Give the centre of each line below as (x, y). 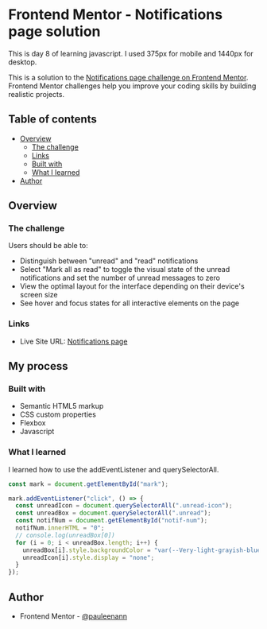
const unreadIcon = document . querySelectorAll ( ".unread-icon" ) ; (124, 506)
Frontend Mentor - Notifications (116, 15)
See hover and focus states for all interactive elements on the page (130, 303)
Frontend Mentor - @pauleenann (74, 616)
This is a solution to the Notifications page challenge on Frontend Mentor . (128, 77)
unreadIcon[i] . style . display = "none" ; (89, 557)
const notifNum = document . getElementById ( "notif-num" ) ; (112, 521)
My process (38, 366)
